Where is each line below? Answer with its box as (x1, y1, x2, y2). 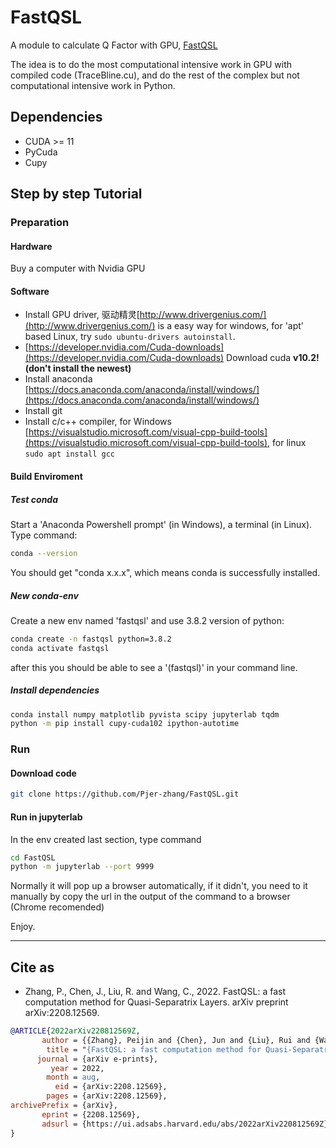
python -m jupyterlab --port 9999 (10, 862, 155, 872)
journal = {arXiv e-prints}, (36, 1054, 159, 1064)
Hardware (10, 240, 53, 252)
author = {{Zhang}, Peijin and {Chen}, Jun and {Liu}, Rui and (41, 1035, 311, 1045)
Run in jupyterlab (10, 811, 83, 823)
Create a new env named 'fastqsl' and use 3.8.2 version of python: (10, 614, 285, 626)
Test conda (10, 493, 59, 505)
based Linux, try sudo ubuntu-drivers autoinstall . (24, 331, 236, 343)
